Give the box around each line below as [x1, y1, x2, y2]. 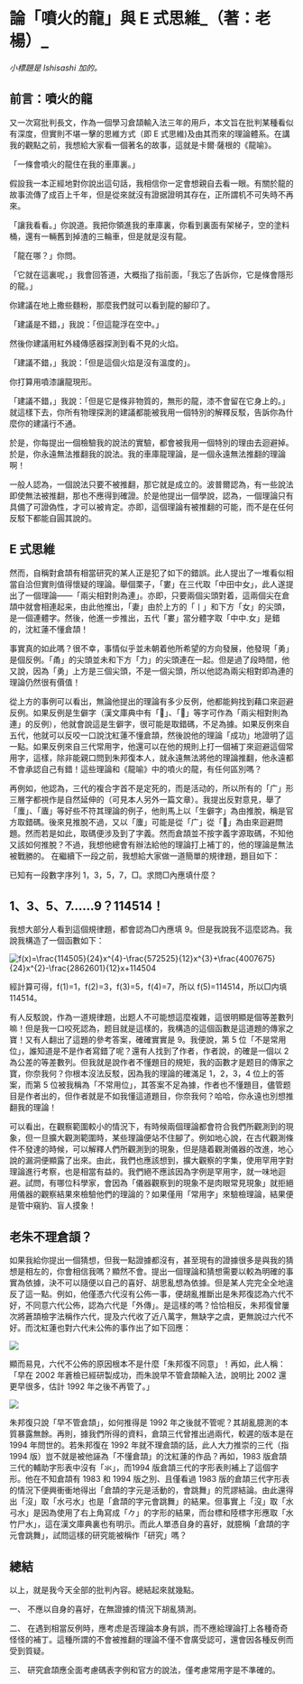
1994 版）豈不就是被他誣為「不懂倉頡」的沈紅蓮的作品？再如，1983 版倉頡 [9, 1451, 287, 1462]
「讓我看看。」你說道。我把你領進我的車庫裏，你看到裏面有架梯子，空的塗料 [9, 219, 290, 230]
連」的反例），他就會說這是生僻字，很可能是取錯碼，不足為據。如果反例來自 [9, 718, 290, 729]
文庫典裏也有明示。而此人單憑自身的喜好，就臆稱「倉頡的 [68, 1519, 282, 1530]
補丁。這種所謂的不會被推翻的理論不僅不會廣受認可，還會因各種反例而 [32, 1634, 294, 1644]
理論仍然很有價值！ [9, 676, 81, 687]
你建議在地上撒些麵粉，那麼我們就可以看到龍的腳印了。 [9, 299, 215, 310]
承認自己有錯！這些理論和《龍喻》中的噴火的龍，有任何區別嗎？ [24, 763, 262, 774]
